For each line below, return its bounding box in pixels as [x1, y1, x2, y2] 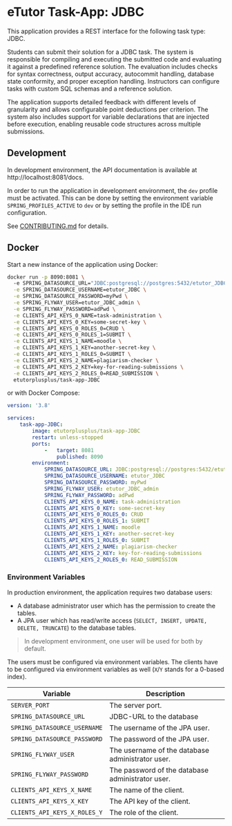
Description [146, 688, 185, 698]
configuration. [7, 208, 47, 216]
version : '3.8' [7, 402, 51, 409]
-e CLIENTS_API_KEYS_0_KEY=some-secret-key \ [13, 319, 147, 326]
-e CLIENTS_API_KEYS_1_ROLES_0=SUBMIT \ [13, 350, 131, 358]
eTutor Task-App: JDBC [7, 4, 145, 20]
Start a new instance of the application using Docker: [7, 260, 158, 268]
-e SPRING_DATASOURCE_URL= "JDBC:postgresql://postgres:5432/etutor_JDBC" [13, 280, 230, 287]
